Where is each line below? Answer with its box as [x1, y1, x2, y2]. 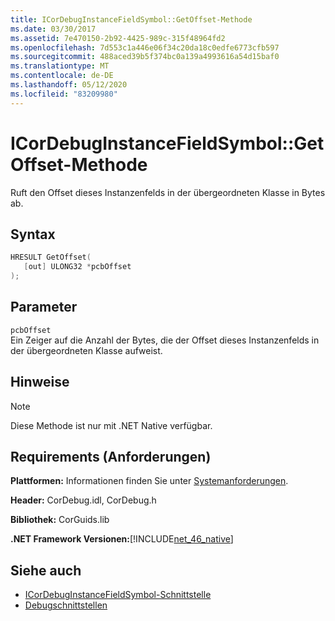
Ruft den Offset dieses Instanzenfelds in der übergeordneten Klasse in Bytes [10, 186, 326, 198]
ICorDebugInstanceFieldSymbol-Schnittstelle [24, 589, 212, 601]
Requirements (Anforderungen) [10, 449, 212, 466]
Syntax [10, 226, 56, 243]
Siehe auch [10, 562, 82, 579]
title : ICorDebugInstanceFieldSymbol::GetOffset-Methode [10, 14, 253, 25]
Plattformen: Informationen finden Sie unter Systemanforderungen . [10, 475, 289, 487]
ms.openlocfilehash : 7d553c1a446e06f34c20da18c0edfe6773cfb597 [10, 42, 280, 53]
